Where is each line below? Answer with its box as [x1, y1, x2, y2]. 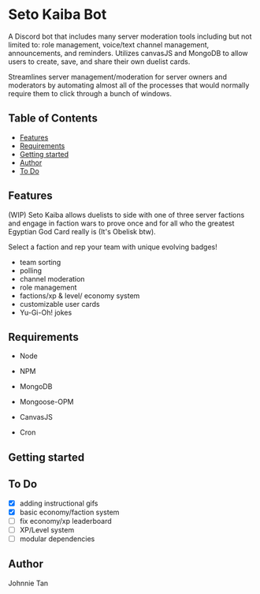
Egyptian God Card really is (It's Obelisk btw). [8, 226, 156, 236]
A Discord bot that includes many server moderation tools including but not [8, 32, 252, 41]
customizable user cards [19, 299, 100, 308]
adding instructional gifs [19, 499, 98, 508]
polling [19, 266, 42, 275]
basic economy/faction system [19, 507, 120, 517]
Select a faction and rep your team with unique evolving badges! [8, 242, 218, 252]
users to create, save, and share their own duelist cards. [8, 57, 191, 66]
